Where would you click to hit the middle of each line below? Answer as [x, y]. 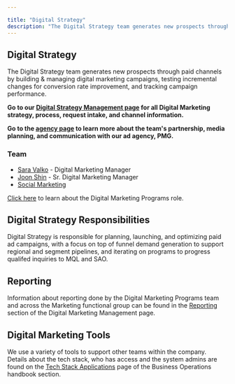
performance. [27, 94]
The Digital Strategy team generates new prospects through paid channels [115, 71]
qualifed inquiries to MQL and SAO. [58, 259]
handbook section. [34, 374]
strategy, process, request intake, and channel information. [95, 115]
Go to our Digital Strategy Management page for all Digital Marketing [109, 108]
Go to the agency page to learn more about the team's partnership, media [116, 129]
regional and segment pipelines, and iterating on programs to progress [109, 252]
